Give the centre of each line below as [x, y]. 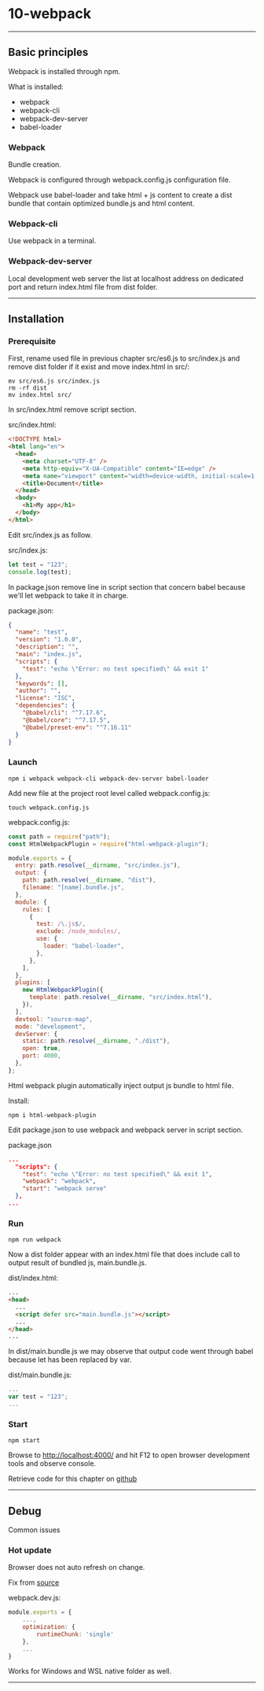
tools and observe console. [52, 1463]
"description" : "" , [47, 647]
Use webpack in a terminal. [52, 241]
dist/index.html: [33, 1278]
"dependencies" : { [46, 705]
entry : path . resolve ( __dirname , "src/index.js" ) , [98, 866]
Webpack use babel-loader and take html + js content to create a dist [120, 195]
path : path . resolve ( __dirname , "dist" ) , [89, 880]
